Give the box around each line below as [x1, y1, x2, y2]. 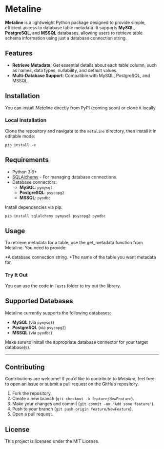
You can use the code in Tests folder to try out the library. [5, 283, 121, 289]
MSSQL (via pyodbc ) [12, 330, 53, 335]
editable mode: [5, 133, 36, 139]
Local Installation [5, 117, 47, 124]
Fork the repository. [12, 390, 52, 396]
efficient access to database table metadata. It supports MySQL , [5, 24, 135, 30]
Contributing [5, 363, 45, 371]
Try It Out [5, 272, 28, 278]
